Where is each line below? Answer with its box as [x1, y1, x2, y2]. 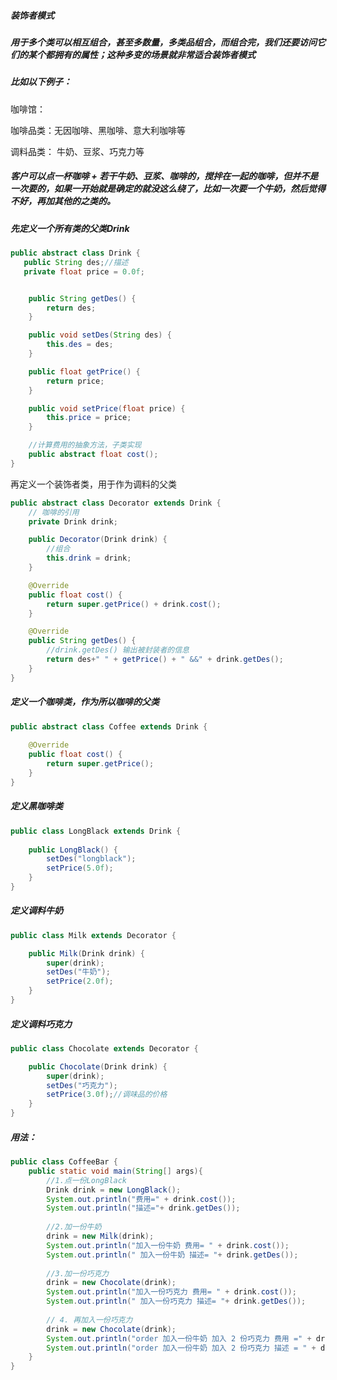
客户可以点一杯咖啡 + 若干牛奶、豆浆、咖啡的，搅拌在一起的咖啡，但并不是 [10, 170, 319, 182]
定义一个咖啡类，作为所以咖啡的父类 [10, 696, 160, 708]
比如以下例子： [10, 76, 72, 88]
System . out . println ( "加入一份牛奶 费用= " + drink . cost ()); [46, 1240, 290, 1250]
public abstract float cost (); [28, 450, 159, 460]
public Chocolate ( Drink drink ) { [28, 1061, 168, 1072]
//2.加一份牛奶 [46, 1222, 102, 1232]
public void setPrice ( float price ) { [28, 403, 186, 414]
